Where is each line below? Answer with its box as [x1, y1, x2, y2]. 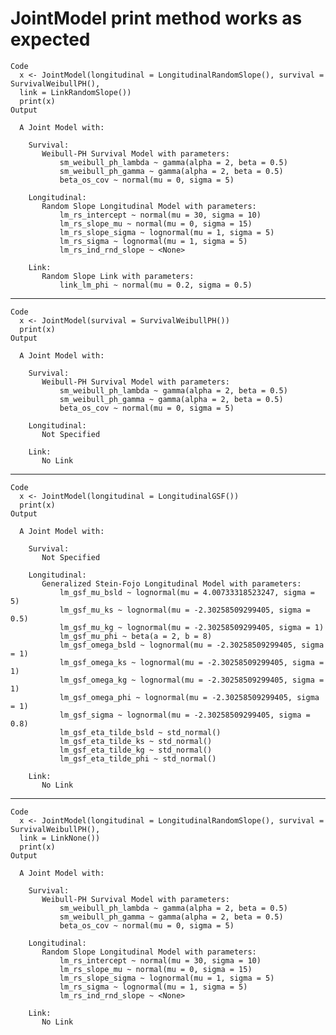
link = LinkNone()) [19, 833, 101, 843]
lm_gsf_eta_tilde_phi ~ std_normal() [59, 753, 217, 764]
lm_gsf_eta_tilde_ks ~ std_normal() [59, 736, 213, 746]
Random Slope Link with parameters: [41, 271, 195, 281]
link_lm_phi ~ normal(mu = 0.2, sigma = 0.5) [59, 280, 253, 290]
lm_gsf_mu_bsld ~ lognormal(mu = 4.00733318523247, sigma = [59, 587, 315, 597]
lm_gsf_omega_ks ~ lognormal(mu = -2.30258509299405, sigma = [59, 657, 325, 667]
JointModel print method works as [10, 7, 303, 30]
